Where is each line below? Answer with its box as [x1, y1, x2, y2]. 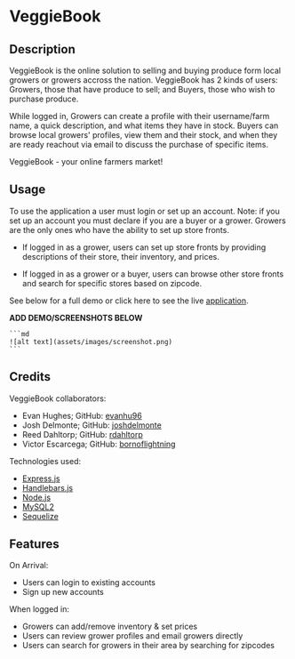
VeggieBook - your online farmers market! [9, 157, 163, 166]
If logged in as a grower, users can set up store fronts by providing [21, 242, 267, 253]
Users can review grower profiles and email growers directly [21, 631, 243, 641]
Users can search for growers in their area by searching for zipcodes [21, 640, 275, 651]
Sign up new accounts [21, 587, 104, 598]
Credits [9, 369, 52, 384]
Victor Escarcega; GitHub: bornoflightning [21, 438, 176, 449]
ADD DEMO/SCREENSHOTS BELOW [9, 312, 143, 323]
